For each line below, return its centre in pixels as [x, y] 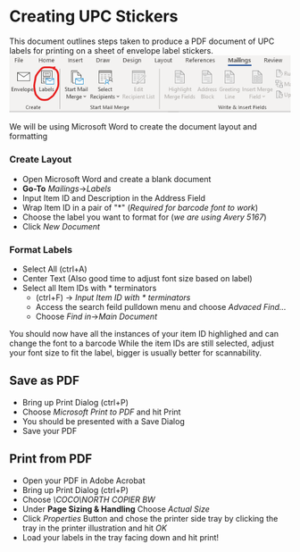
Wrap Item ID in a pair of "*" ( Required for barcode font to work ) [140, 207]
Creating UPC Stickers [94, 17]
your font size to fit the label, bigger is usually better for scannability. [135, 352]
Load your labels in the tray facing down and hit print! [121, 537]
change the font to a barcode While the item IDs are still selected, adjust [142, 343]
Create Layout [41, 160]
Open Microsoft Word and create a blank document [117, 179]
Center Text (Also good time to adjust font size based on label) [137, 278]
